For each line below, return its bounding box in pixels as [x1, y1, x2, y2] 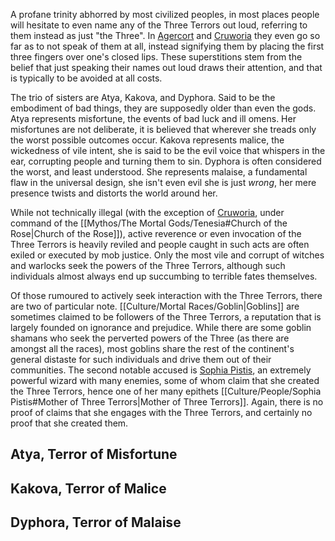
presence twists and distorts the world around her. [10, 187, 218, 199]
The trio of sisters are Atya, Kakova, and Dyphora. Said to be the [10, 92, 276, 103]
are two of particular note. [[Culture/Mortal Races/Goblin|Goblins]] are [10, 300, 300, 312]
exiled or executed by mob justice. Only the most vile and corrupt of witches [10, 249, 325, 261]
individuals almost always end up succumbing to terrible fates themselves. [10, 270, 318, 282]
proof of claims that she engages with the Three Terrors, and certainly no [10, 407, 313, 418]
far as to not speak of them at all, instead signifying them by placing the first [10, 40, 325, 52]
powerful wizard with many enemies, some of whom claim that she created [10, 375, 320, 386]
